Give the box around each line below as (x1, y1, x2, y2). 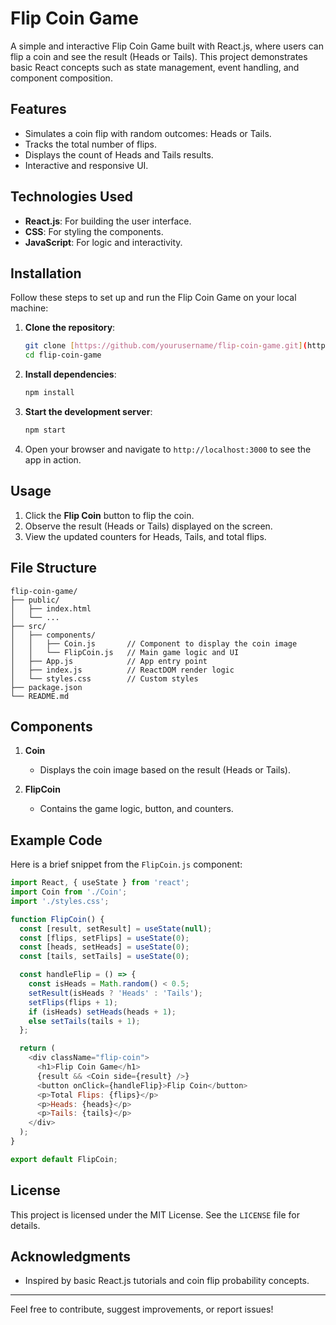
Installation (10, 265, 82, 282)
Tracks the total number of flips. (24, 138, 158, 150)
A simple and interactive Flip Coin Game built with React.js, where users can (10, 40, 324, 52)
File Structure (10, 560, 97, 577)
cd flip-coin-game (24, 350, 102, 361)
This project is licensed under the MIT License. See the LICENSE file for (10, 1208, 300, 1221)
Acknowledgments (10, 1248, 132, 1265)
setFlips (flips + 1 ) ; (28, 997, 118, 1007)
